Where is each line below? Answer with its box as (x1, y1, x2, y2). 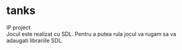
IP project (6, 24, 31, 31)
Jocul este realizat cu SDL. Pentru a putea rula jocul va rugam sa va (6, 30, 177, 37)
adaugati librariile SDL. (6, 37, 64, 44)
